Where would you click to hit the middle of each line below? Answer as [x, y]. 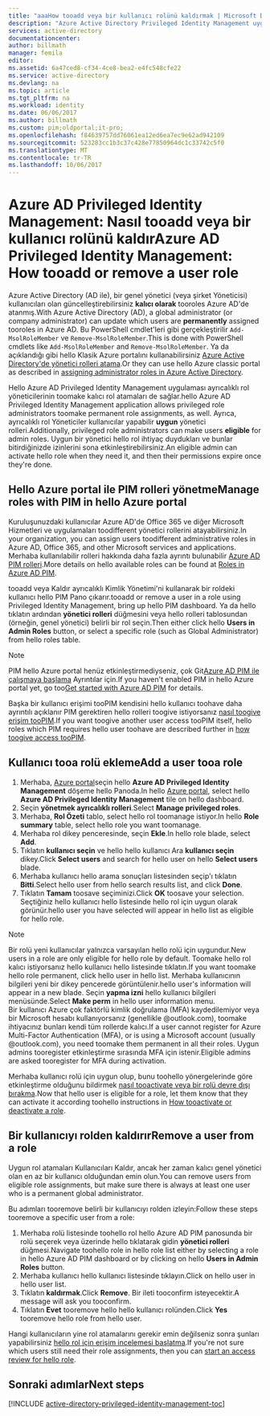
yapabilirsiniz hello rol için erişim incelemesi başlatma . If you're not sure [126, 1342]
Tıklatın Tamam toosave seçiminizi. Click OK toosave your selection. [132, 893]
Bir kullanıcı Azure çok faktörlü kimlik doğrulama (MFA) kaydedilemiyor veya [134, 1010]
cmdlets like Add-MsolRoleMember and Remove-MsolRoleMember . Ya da [119, 347]
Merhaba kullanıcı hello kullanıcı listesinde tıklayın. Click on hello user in [137, 1275]
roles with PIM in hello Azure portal [98, 502]
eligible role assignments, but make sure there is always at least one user [129, 1185]
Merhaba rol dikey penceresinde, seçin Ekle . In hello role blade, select [135, 833]
